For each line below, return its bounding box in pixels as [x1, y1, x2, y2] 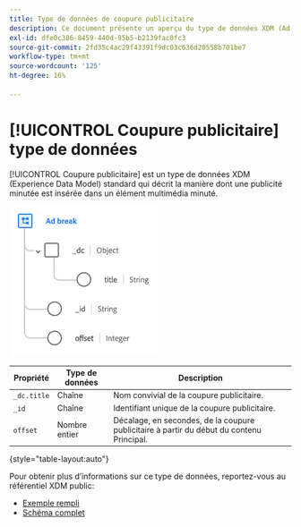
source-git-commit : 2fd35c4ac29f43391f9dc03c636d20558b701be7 [9, 43, 246, 52]
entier [56, 429, 79, 440]
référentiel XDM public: [9, 480, 95, 491]
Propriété [13, 372, 49, 383]
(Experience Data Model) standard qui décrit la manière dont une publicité [9, 178, 283, 189]
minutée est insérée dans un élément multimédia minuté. [9, 188, 219, 199]
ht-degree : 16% [9, 72, 66, 81]
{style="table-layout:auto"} [9, 454, 109, 464]
